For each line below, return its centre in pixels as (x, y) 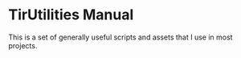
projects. (23, 45)
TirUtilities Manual (71, 15)
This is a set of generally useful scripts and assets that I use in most (120, 37)
